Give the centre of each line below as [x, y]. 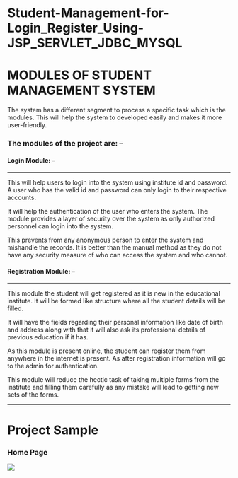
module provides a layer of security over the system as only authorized [111, 219]
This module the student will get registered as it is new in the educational [114, 293]
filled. [16, 308]
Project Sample [53, 430]
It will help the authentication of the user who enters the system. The [108, 211]
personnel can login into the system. [60, 226]
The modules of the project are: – [65, 144]
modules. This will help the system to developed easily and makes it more [115, 117]
